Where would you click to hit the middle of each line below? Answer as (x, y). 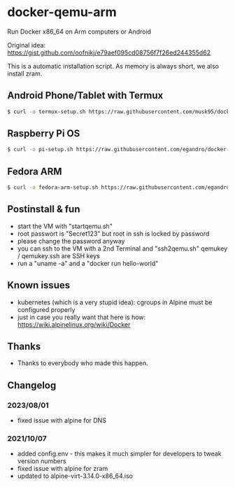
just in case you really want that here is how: (81, 317)
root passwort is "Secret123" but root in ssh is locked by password (113, 233)
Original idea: (27, 45)
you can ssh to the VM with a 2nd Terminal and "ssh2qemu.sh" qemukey (122, 248)
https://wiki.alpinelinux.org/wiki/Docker (74, 324)
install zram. (25, 73)
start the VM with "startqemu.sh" (65, 226)
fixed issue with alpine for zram (63, 469)
